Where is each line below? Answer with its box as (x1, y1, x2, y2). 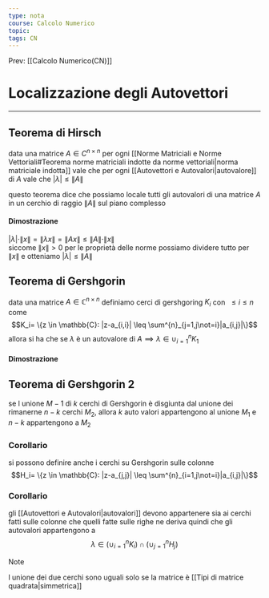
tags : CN (8, 34, 38, 42)
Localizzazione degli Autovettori (8, 84, 229, 103)
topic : (8, 26, 30, 34)
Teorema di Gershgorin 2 (8, 378, 134, 391)
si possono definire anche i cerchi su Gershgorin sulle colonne (8, 458, 215, 467)
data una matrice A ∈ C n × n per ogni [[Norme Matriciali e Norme (8, 147, 222, 158)
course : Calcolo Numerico (8, 19, 94, 27)
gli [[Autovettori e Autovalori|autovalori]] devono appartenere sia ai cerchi (8, 508, 251, 518)
